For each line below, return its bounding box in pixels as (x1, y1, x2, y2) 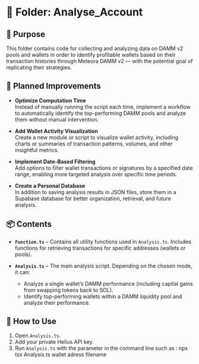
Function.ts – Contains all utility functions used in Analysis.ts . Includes (14, 238, 192, 245)
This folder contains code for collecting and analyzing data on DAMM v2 (6, 45, 184, 52)
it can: (14, 268, 31, 276)
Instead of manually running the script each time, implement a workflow (14, 103, 191, 110)
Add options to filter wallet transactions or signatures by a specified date (14, 164, 193, 172)
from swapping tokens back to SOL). (23, 286, 114, 294)
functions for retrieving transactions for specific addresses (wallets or (14, 244, 186, 251)
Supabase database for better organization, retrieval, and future (14, 195, 171, 202)
